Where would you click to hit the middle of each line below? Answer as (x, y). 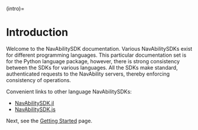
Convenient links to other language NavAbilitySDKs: (69, 92)
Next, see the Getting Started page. (49, 121)
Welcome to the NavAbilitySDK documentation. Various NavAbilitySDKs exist (99, 48)
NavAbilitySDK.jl (34, 103)
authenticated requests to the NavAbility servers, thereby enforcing (88, 74)
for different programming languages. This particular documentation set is (96, 55)
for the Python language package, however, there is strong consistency (93, 61)
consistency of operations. (39, 80)
